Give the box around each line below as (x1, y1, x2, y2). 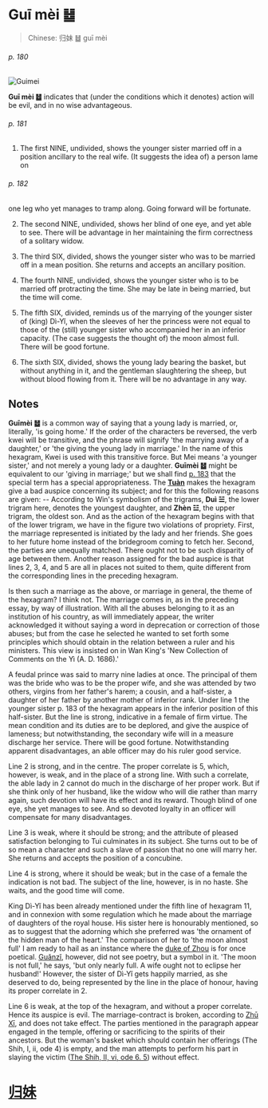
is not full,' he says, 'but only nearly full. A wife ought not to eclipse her (8, 960, 242, 971)
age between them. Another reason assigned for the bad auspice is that (8, 554, 245, 564)
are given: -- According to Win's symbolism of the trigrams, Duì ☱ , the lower (8, 495, 260, 505)
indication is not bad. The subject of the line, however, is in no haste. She (8, 877, 249, 887)
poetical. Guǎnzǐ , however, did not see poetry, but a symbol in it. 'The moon (8, 952, 257, 962)
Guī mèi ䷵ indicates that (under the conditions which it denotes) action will (8, 92, 254, 101)
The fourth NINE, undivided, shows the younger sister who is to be (19, 275, 239, 285)
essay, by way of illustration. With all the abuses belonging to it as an (8, 603, 235, 613)
